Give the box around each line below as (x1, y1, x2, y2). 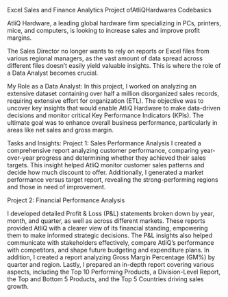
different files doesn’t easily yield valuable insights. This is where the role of (7, 62, 221, 69)
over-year (7, 154, 36, 162)
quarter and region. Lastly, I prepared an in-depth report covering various (7, 261, 214, 268)
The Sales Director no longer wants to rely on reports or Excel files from (7, 47, 210, 55)
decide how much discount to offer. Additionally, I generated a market (7, 168, 204, 176)
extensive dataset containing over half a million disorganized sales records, (7, 89, 219, 97)
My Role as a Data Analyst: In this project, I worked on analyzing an (7, 82, 197, 90)
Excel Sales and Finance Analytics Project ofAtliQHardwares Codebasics (7, 6, 212, 14)
